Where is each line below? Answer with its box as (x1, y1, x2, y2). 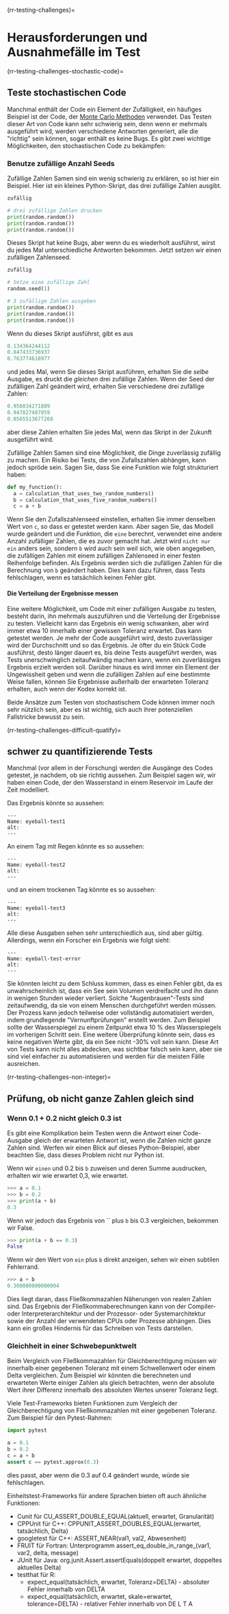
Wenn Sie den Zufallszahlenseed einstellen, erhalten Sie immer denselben (7, 515, 216, 523)
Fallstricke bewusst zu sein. (7, 713, 85, 721)
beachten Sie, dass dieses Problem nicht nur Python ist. (7, 1151, 165, 1159)
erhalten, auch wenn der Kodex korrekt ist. (7, 685, 127, 693)
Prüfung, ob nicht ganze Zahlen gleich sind (7, 1093, 194, 1104)
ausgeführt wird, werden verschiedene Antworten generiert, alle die (7, 127, 198, 135)
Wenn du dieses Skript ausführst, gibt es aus (7, 329, 133, 337)
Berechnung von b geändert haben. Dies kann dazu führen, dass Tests (7, 566, 206, 575)
